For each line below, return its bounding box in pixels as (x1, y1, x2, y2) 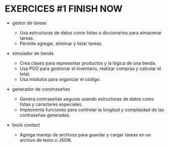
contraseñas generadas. (19, 112, 71, 118)
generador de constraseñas (12, 86, 70, 92)
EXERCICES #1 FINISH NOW (5, 3, 122, 15)
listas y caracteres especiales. (19, 101, 83, 107)
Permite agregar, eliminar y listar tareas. (19, 40, 103, 46)
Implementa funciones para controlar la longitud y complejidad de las (19, 106, 164, 113)
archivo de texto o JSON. (19, 137, 72, 143)
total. (19, 70, 31, 77)
